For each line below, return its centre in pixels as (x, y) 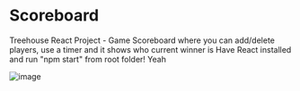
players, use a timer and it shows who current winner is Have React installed (150, 49)
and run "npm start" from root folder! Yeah (88, 59)
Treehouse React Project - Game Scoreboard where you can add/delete (142, 40)
